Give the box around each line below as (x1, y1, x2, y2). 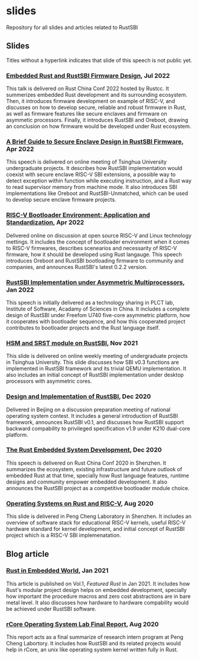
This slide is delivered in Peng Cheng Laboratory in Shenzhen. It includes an (6, 513, 192, 520)
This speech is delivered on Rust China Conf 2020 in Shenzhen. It (6, 459, 167, 466)
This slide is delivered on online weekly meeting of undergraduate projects (6, 353, 188, 360)
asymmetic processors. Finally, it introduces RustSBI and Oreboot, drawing (6, 117, 189, 124)
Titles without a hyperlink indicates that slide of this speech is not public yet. (6, 56, 193, 63)
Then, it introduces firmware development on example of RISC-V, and (6, 98, 176, 105)
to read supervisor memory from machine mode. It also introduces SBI (6, 184, 177, 191)
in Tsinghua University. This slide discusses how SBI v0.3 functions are (6, 359, 179, 366)
